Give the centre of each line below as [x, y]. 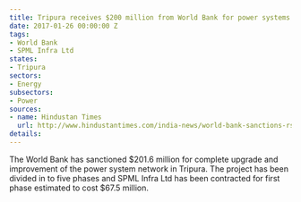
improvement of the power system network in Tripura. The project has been [149, 168]
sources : [26, 109]
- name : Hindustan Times [56, 117]
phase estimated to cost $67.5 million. [79, 188]
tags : [19, 34]
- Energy [26, 84]
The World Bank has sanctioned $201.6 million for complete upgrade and [144, 159]
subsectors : [31, 92]
